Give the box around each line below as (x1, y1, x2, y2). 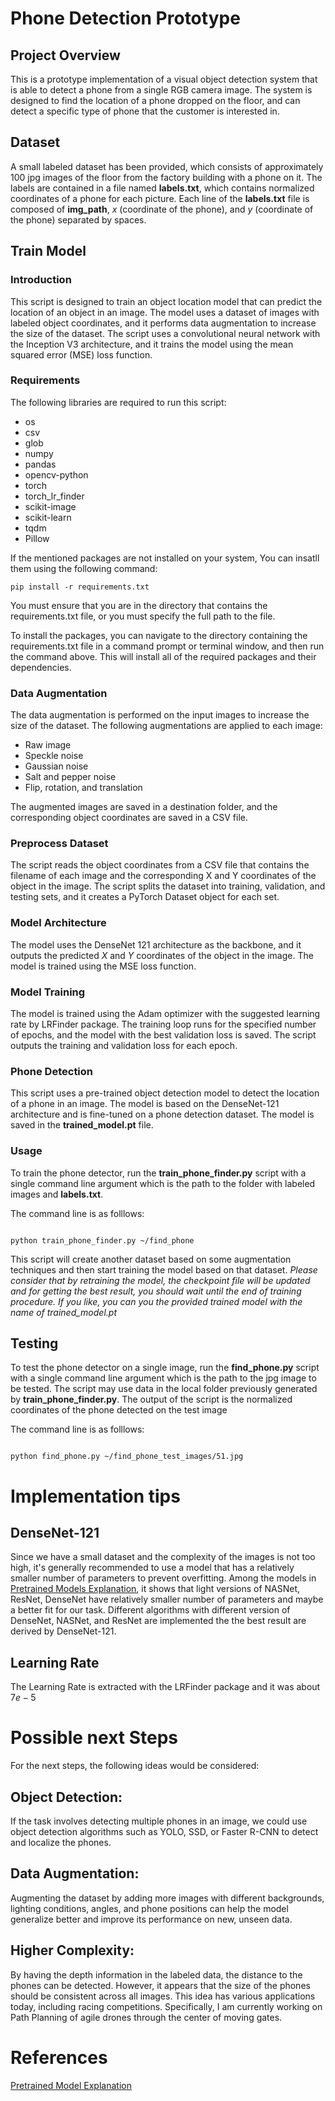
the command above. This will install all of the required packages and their (10, 650, 317, 662)
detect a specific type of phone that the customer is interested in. (10, 105, 280, 117)
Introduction (10, 273, 72, 287)
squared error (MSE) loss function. (10, 348, 153, 361)
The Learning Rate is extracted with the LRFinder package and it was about (10, 1681, 321, 1693)
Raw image (24, 739, 72, 751)
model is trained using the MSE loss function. (10, 960, 197, 972)
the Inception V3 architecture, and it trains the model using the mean (10, 338, 294, 350)
